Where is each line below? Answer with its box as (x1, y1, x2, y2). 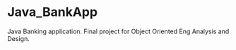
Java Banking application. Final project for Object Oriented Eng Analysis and (7, 27, 230, 35)
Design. (7, 34, 30, 42)
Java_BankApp (7, 4, 98, 20)
